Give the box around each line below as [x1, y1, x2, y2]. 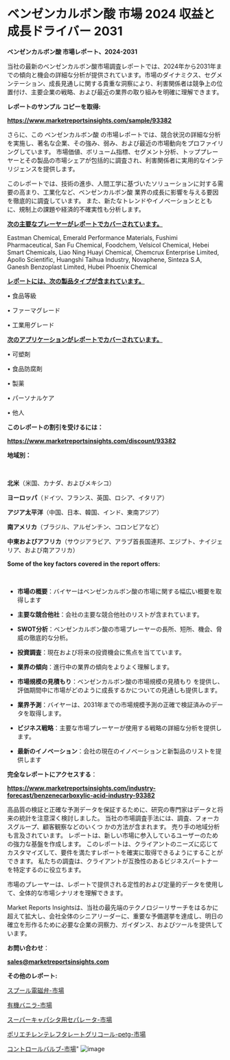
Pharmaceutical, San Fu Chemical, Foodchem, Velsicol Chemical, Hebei [7, 241, 209, 249]
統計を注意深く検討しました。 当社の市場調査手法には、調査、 [19, 814, 196, 822]
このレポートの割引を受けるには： [7, 423, 104, 431]
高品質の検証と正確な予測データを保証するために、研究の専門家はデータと [7, 805, 218, 813]
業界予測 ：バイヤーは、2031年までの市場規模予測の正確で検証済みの [16, 700, 211, 709]
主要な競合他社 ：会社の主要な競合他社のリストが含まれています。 [16, 610, 203, 619]
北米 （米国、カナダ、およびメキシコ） [7, 478, 115, 487]
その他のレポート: [7, 971, 58, 980]
